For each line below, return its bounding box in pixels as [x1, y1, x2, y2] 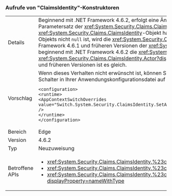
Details [8, 39, 25, 46]
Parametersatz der [38, 23, 83, 30]
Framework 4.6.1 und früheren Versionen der [38, 42, 147, 50]
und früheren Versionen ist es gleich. [38, 61, 127, 68]
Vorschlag [8, 95, 32, 102]
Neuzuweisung [38, 145, 75, 152]
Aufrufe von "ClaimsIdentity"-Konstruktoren [5, 4, 119, 11]
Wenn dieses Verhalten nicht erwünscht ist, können [38, 69, 162, 77]
